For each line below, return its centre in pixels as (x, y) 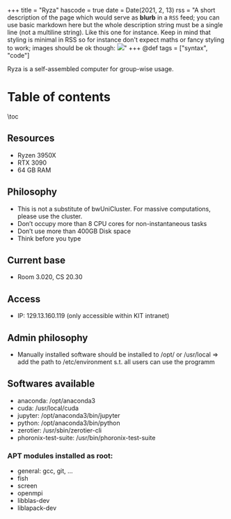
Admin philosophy (48, 338)
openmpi (30, 493)
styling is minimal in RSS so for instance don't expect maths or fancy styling (116, 40)
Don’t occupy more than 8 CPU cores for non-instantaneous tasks (112, 223)
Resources (31, 138)
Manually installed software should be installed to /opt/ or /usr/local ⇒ (118, 354)
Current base (37, 260)
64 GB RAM (34, 170)
